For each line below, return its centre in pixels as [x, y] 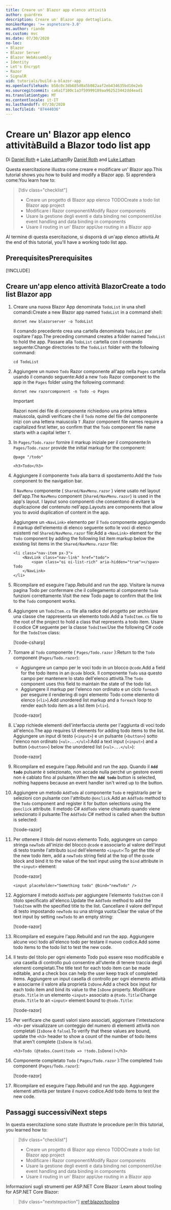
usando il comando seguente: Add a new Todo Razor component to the [86, 377]
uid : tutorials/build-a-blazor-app [44, 81]
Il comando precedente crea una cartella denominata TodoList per [82, 331]
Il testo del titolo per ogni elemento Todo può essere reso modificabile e [89, 957]
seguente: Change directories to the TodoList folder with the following [86, 347]
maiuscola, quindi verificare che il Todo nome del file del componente [85, 416]
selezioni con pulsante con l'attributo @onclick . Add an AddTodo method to [90, 798]
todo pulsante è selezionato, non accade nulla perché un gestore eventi [88, 772]
